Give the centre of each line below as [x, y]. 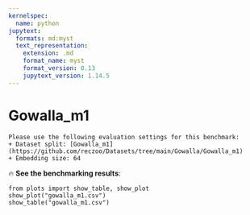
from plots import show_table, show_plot [79, 188]
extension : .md [48, 53]
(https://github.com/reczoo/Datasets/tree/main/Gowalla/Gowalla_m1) [126, 151]
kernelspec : [28, 16]
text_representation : [52, 46]
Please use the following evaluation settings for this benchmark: [124, 137]
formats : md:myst [45, 38]
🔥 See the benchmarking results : [65, 173]
